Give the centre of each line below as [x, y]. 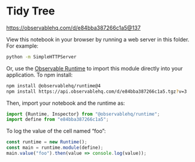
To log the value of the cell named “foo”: [56, 131]
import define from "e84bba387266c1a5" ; [58, 120]
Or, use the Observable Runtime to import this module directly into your [94, 68]
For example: [23, 46]
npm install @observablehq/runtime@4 [54, 86]
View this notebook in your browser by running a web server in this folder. [98, 39]
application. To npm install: [40, 75]
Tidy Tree [31, 11]
